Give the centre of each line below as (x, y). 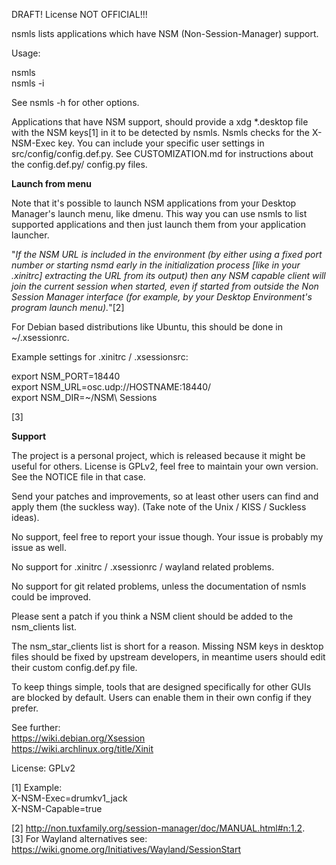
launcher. (30, 235)
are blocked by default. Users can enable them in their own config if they (161, 697)
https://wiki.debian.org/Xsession (78, 738)
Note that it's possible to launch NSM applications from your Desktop (154, 203)
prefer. (25, 708)
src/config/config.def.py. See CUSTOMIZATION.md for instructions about (162, 153)
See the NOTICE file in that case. (78, 477)
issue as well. (39, 547)
